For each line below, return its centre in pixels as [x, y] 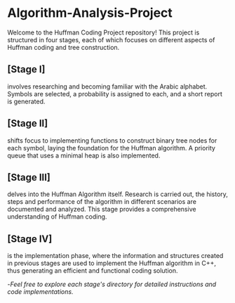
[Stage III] [29, 177]
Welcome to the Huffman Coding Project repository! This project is [103, 32]
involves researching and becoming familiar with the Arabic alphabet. [107, 86]
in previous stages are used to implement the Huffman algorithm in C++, [112, 263]
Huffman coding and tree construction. [63, 47]
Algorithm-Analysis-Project [90, 13]
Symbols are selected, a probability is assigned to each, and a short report [115, 94]
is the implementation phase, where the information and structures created [115, 256]
